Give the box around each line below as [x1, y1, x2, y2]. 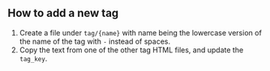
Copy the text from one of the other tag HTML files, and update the [19, 44, 244, 55]
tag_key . [19, 53, 48, 63]
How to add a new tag [7, 6, 119, 20]
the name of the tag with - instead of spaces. [19, 36, 171, 46]
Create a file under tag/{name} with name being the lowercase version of [19, 27, 263, 37]
